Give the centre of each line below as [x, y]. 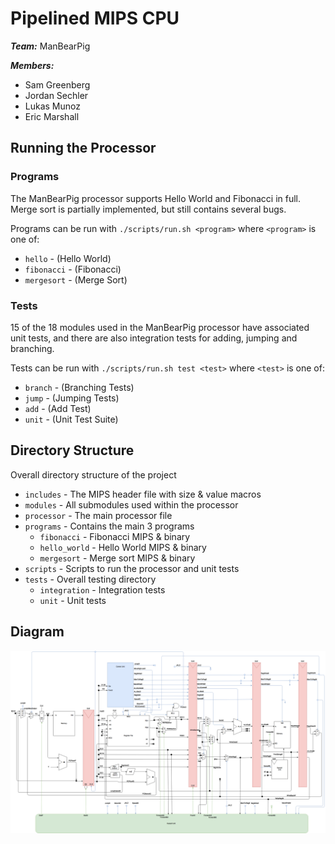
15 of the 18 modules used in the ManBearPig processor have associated [160, 327]
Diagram [37, 632]
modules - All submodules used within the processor [131, 504]
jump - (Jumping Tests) [72, 398]
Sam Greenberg [57, 84]
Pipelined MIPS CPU [95, 18]
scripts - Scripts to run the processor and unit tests [132, 568]
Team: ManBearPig [50, 46]
